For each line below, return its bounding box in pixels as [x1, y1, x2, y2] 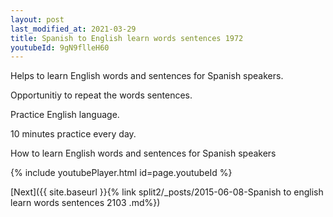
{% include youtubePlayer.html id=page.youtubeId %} [10, 167, 233, 179]
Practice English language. [10, 109, 120, 121]
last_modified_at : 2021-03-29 [10, 24, 137, 34]
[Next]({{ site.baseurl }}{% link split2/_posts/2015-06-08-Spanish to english [10, 186, 324, 198]
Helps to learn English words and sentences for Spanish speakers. [10, 70, 284, 82]
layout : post [10, 14, 65, 25]
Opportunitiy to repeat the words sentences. [10, 89, 193, 101]
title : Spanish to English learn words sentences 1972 [10, 33, 244, 43]
